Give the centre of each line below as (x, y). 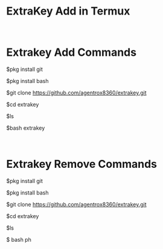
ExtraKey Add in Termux (68, 11)
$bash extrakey (26, 128)
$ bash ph (19, 239)
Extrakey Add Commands (72, 52)
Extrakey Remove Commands (81, 164)
